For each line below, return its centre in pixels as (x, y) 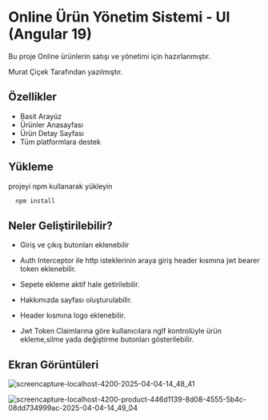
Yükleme (31, 167)
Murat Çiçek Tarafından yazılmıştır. (66, 71)
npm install (36, 201)
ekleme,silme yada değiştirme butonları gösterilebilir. (107, 339)
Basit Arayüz (41, 116)
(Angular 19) (50, 34)
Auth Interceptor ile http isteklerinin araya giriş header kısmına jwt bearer (140, 261)
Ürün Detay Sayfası (52, 133)
